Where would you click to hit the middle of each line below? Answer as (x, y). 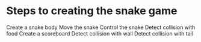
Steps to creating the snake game (92, 11)
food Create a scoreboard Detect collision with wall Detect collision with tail (100, 33)
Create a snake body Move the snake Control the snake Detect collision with (101, 27)
